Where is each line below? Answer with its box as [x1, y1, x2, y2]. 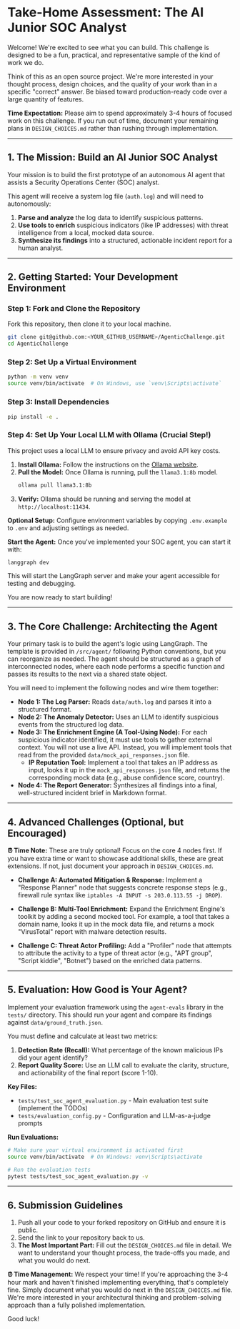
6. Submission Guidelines [7, 1199, 124, 1211]
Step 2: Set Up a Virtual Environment [7, 357, 137, 367]
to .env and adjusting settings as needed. [7, 523, 129, 532]
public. [17, 1226, 39, 1235]
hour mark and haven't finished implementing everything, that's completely [7, 1278, 229, 1287]
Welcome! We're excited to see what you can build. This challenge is [7, 43, 209, 51]
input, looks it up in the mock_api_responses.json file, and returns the [28, 766, 231, 775]
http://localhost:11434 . [17, 502, 91, 511]
